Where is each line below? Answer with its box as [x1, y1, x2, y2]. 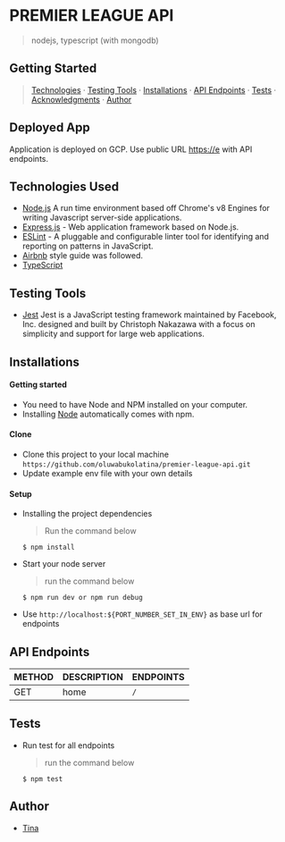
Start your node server [21, 559, 106, 569]
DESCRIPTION [62, 671, 123, 683]
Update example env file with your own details [21, 467, 193, 478]
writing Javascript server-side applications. [21, 212, 182, 223]
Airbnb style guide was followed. [21, 250, 144, 261]
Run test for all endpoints [21, 739, 115, 751]
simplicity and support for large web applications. [21, 328, 205, 340]
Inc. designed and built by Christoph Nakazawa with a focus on [21, 319, 256, 330]
